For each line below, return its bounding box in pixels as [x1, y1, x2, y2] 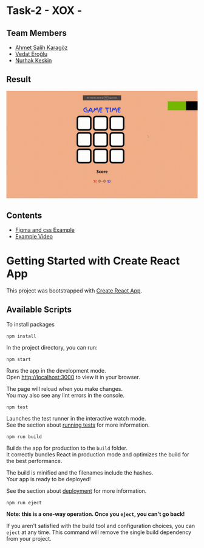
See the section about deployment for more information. [6, 487, 147, 495]
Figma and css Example [15, 226, 75, 234]
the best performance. [6, 457, 63, 464]
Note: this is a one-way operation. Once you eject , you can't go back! [6, 510, 185, 518]
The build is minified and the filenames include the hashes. [6, 469, 154, 476]
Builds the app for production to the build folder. [6, 444, 128, 452]
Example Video [15, 233, 53, 240]
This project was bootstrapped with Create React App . [6, 287, 143, 294]
